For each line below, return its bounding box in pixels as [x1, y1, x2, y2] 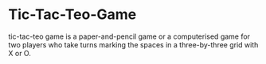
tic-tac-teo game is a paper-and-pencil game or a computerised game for [8, 32, 251, 41]
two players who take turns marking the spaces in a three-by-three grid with [8, 40, 259, 49]
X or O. [8, 48, 32, 58]
